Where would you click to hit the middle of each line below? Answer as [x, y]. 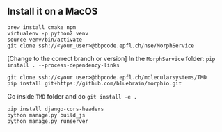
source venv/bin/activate [45, 40]
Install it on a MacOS [53, 11]
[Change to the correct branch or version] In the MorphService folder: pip [111, 58]
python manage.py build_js [46, 115]
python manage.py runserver [48, 121]
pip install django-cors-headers [56, 109]
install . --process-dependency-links [63, 65]
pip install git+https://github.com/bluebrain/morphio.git [95, 83]
